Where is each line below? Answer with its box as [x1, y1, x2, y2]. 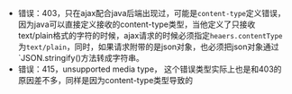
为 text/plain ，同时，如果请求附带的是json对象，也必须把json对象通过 [17, 41, 279, 52]
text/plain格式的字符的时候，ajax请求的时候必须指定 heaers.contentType [17, 30, 283, 40]
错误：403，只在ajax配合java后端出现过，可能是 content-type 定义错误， [17, 8, 286, 18]
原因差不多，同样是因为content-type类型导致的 [17, 75, 194, 85]
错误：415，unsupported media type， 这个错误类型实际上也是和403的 [17, 64, 282, 74]
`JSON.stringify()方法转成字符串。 [17, 53, 144, 63]
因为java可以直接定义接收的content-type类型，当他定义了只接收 [17, 19, 256, 30]
